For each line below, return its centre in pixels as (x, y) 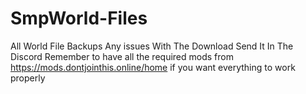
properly (28, 78)
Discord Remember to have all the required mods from (122, 56)
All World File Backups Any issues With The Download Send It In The (152, 46)
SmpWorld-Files (79, 18)
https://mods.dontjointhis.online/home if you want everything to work (153, 67)
